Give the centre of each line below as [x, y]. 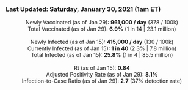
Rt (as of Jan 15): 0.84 [102, 68]
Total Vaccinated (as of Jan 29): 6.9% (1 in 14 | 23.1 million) [102, 29]
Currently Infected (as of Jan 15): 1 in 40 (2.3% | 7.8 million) [102, 48]
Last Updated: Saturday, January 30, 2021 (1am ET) [83, 9]
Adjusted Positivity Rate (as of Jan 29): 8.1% [102, 75]
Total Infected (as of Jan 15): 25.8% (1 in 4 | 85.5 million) [102, 55]
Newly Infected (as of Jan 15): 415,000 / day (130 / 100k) [102, 42]
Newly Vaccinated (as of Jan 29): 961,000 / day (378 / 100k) [102, 23]
